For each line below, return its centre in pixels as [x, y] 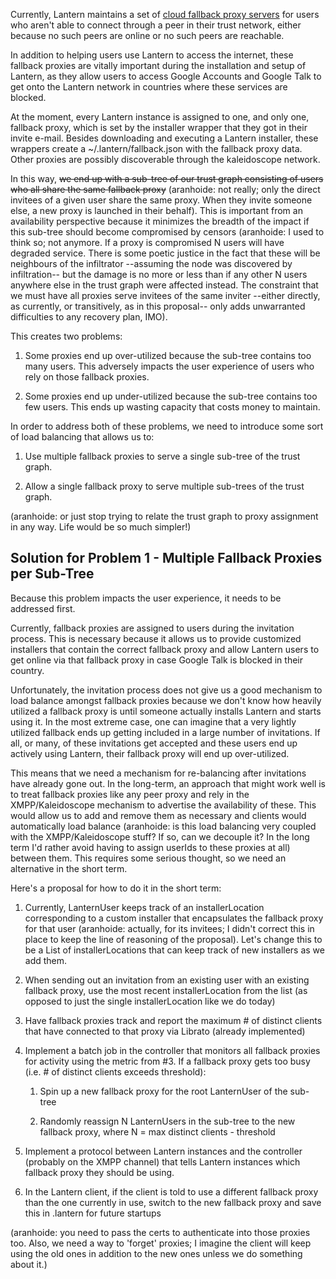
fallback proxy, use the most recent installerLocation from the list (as [166, 990]
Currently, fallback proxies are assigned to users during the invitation [152, 628]
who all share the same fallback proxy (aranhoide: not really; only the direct [165, 189]
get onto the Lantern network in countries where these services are [149, 87]
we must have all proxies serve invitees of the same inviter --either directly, [165, 295]
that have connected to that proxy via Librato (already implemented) [165, 1031]
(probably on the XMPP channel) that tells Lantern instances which [162, 1161]
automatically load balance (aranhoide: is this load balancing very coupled [163, 826]
